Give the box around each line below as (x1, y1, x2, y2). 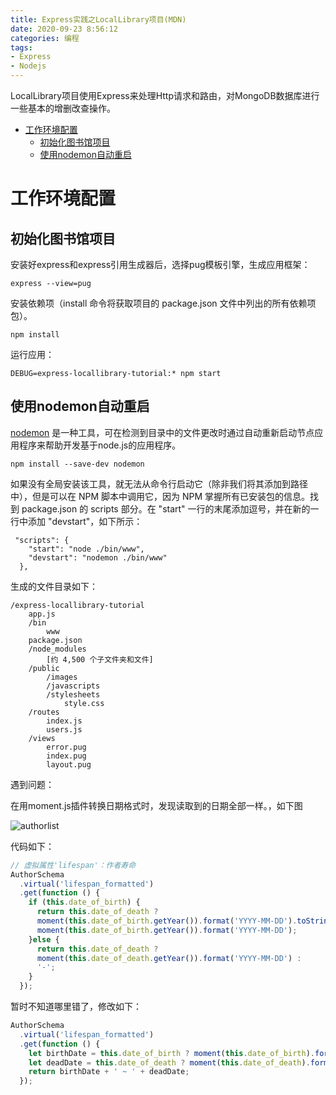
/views (28, 733, 56, 743)
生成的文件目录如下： (10, 580, 98, 592)
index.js (46, 716, 83, 726)
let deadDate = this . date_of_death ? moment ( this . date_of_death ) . (28, 1057, 311, 1068)
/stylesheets (46, 689, 101, 700)
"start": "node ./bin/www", (28, 544, 145, 554)
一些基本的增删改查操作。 (10, 102, 116, 114)
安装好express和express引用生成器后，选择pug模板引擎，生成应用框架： (10, 259, 311, 270)
